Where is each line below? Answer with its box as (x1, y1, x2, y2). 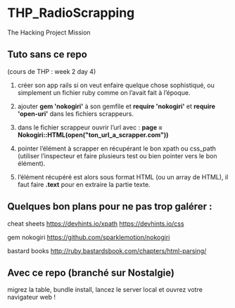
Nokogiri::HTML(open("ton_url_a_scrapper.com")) (17, 130, 169, 139)
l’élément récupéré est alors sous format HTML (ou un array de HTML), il (17, 172, 229, 181)
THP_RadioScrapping (7, 5, 135, 21)
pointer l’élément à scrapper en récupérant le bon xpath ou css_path (17, 144, 217, 153)
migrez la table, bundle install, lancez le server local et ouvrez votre (7, 285, 203, 294)
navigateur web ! (7, 293, 56, 302)
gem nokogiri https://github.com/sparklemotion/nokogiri (7, 233, 170, 241)
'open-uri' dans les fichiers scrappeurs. (17, 109, 134, 117)
